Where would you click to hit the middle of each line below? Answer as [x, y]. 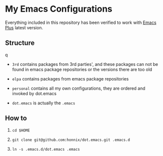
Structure [20, 43]
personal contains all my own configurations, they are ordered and [79, 88]
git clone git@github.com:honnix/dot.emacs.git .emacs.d [71, 140]
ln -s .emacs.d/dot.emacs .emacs [46, 149]
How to [16, 118]
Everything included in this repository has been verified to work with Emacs [81, 22]
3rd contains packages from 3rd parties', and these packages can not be [85, 64]
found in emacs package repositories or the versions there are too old [82, 69]
